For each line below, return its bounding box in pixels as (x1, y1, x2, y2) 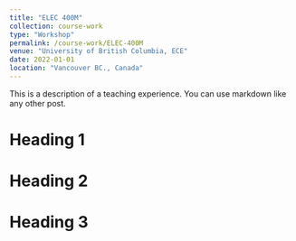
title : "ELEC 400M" (9, 13, 83, 23)
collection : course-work (9, 22, 103, 31)
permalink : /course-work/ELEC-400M (9, 38, 144, 48)
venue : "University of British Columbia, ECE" (9, 47, 188, 56)
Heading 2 (9, 171, 89, 191)
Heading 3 (9, 212, 89, 233)
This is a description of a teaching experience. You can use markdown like (9, 88, 287, 99)
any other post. (9, 97, 66, 108)
